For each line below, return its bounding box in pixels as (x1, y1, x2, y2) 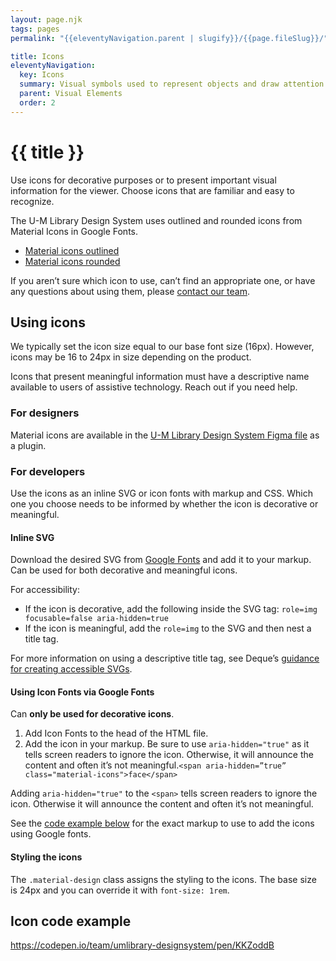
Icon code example (10, 912, 132, 930)
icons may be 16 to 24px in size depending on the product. (10, 351, 252, 363)
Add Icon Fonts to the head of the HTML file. (24, 727, 209, 740)
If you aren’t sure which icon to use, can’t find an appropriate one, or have (10, 274, 316, 286)
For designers (10, 406, 80, 420)
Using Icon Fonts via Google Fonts (10, 686, 155, 698)
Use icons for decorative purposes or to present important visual (10, 174, 277, 186)
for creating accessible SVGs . (10, 663, 133, 675)
